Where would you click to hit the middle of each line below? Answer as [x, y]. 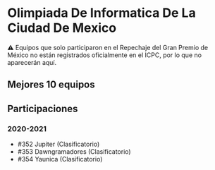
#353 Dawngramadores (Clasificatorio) [74, 152]
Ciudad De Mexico [62, 28]
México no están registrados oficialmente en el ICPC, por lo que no [105, 55]
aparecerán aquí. [32, 62]
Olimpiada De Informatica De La [102, 13]
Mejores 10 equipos [51, 85]
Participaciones [43, 108]
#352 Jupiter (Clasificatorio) [59, 144]
